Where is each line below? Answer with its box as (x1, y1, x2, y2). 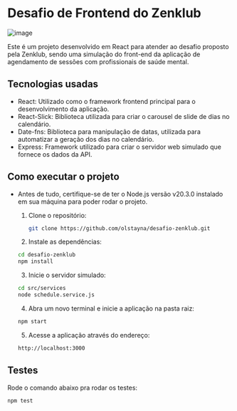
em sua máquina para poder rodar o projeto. (17, 197, 148, 206)
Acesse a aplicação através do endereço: (28, 331, 150, 339)
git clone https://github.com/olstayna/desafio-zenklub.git (28, 224, 211, 232)
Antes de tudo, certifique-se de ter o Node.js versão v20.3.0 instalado (17, 189, 223, 198)
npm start (17, 318, 48, 325)
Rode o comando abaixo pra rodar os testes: (7, 383, 137, 392)
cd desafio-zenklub (17, 251, 76, 259)
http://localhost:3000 (17, 344, 85, 352)
